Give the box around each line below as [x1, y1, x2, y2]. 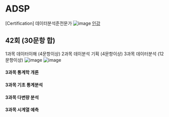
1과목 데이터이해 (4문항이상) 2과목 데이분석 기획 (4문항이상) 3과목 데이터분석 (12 [5, 51, 164, 57]
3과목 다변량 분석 [5, 94, 39, 100]
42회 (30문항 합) [5, 36, 55, 45]
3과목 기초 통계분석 [5, 81, 43, 88]
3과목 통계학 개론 [5, 69, 39, 75]
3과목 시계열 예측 [5, 106, 39, 113]
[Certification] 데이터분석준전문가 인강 [5, 20, 101, 26]
